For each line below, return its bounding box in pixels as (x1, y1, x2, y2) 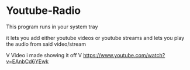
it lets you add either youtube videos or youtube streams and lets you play (6, 34, 185, 41)
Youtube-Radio (6, 4, 81, 17)
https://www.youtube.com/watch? (82, 51, 165, 58)
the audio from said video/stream (6, 40, 87, 47)
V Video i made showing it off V (6, 51, 82, 58)
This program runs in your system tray (6, 23, 98, 30)
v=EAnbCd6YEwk (6, 58, 49, 65)
